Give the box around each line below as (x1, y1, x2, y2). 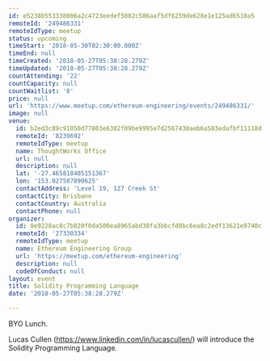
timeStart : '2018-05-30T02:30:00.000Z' (8, 42, 143, 50)
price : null (8, 94, 49, 103)
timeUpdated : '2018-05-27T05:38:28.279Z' (8, 65, 150, 73)
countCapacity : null (8, 79, 78, 87)
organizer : (8, 215, 45, 223)
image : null (8, 110, 49, 118)
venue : (8, 117, 31, 125)
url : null (15, 154, 49, 162)
